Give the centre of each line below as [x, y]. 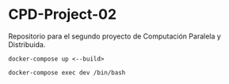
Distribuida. [27, 44]
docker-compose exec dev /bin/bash [67, 72]
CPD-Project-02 [63, 15]
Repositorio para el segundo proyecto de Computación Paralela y [115, 36]
